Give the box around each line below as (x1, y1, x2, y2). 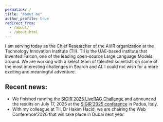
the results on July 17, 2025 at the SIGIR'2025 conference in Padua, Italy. (12, 101, 158, 107)
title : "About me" (5, 12, 42, 17)
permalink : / (5, 7, 32, 12)
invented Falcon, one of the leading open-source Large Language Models (5, 53, 153, 59)
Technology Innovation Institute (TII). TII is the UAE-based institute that (5, 48, 147, 54)
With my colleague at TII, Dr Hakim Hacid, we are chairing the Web (12, 106, 146, 112)
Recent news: (5, 83, 48, 91)
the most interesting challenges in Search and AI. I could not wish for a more (5, 64, 158, 70)
